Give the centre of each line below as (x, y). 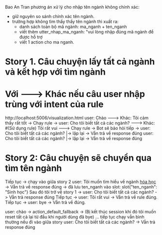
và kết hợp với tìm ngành (55, 72)
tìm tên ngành (33, 168)
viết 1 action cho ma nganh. (47, 42)
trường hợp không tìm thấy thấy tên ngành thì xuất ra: (65, 22)
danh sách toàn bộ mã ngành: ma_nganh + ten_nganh (73, 27)
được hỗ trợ (31, 37)
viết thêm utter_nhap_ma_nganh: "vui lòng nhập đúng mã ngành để (86, 32)
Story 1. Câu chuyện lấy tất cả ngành (80, 62)
